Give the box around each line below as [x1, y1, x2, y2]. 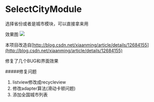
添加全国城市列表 [12, 91, 48, 97]
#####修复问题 [5, 68, 37, 74]
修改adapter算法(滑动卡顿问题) [12, 85, 76, 91]
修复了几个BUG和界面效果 [5, 57, 59, 63]
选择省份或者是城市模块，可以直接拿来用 [5, 20, 88, 26]
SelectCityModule [5, 3, 82, 15]
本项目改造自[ [5, 41, 33, 48]
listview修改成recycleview [12, 79, 66, 85]
